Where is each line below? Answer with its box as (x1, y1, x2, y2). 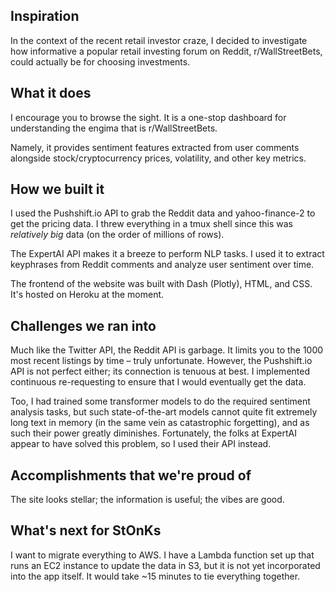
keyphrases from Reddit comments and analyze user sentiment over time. (10, 259, 315, 271)
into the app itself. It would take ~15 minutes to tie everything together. (10, 570, 301, 582)
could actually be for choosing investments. (10, 55, 191, 68)
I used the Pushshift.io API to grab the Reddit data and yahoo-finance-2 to (10, 207, 316, 219)
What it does (10, 85, 92, 102)
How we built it (10, 181, 105, 198)
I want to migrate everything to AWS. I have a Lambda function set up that (10, 549, 315, 561)
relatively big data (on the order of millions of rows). (10, 229, 225, 241)
